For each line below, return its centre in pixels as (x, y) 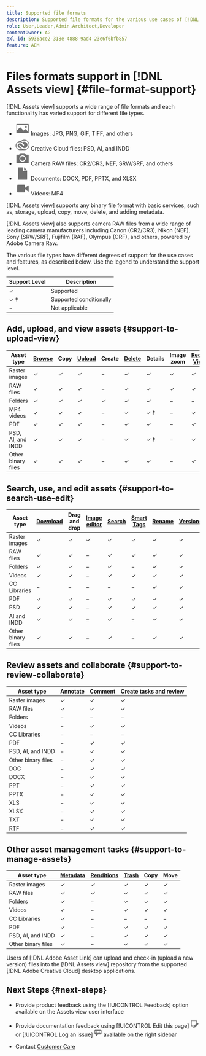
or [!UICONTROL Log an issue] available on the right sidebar (96, 1034)
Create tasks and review (152, 691)
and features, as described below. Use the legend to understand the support (103, 262)
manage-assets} (39, 859)
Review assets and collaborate (66, 665)
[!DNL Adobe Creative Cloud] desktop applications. (71, 971)
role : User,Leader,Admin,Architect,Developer (65, 26)
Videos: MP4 (47, 193)
